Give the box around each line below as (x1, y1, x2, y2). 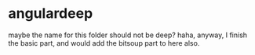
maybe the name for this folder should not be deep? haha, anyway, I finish (8, 30, 248, 40)
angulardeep (8, 5, 93, 22)
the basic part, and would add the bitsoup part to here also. (8, 38, 200, 47)
